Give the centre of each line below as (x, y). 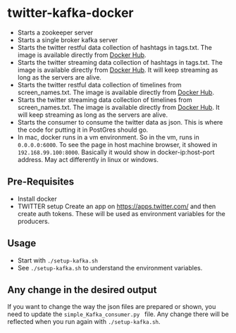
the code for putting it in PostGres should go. (83, 130)
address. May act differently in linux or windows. (88, 159)
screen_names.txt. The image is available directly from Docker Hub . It (118, 107)
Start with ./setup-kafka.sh (58, 260)
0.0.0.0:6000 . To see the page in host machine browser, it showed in (117, 144)
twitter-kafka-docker (70, 13)
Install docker (37, 199)
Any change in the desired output (82, 290)
